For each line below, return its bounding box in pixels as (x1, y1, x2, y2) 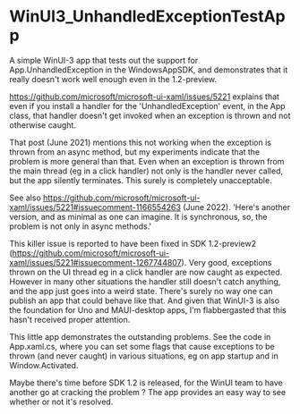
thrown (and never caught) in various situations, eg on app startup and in (9, 351, 279, 361)
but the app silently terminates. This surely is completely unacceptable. (9, 174, 272, 185)
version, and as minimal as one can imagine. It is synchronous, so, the (9, 211, 268, 222)
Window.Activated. (9, 359, 79, 370)
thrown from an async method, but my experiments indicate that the (9, 146, 261, 157)
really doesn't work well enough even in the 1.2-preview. (9, 73, 218, 84)
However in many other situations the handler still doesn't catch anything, (9, 275, 281, 287)
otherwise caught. (9, 119, 76, 131)
